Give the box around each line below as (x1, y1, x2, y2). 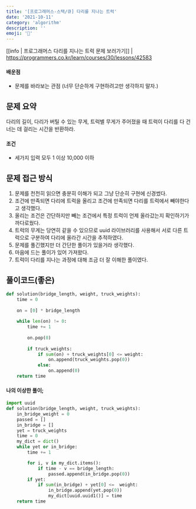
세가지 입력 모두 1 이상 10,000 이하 (14, 154, 95, 161)
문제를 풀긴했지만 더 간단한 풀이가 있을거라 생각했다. (14, 242, 134, 249)
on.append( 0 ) (48, 368, 81, 374)
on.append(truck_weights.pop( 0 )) (48, 357, 131, 363)
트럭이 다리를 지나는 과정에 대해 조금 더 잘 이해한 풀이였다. (14, 256, 148, 263)
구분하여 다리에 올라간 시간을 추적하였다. (30, 234, 124, 242)
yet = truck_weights (16, 428, 67, 434)
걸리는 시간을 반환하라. (23, 125, 75, 133)
